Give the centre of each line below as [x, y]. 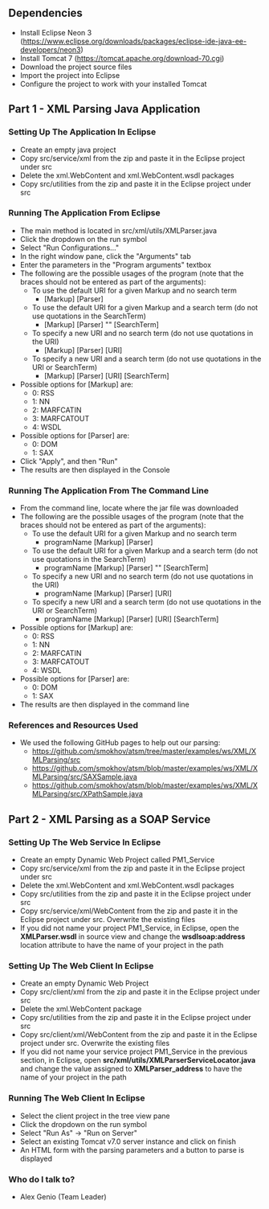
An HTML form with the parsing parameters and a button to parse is [132, 1150]
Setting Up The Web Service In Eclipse [85, 842]
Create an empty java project [68, 150]
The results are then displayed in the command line [105, 705]
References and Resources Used [73, 725]
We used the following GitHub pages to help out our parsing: [120, 743]
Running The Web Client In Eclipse [77, 1098]
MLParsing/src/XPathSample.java [87, 794]
